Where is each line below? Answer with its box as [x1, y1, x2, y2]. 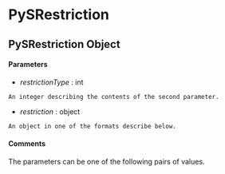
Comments [8, 139, 46, 148]
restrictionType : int [19, 77, 84, 87]
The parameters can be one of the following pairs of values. [8, 156, 205, 166]
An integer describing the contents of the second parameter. [8, 93, 219, 101]
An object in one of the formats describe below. [8, 122, 177, 130]
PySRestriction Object [8, 38, 121, 51]
